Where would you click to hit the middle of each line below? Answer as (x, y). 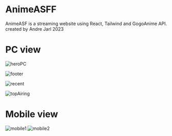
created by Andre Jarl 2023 (35, 29)
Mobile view (32, 114)
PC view (23, 50)
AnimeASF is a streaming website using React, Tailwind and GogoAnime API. (86, 24)
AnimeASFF (31, 9)
